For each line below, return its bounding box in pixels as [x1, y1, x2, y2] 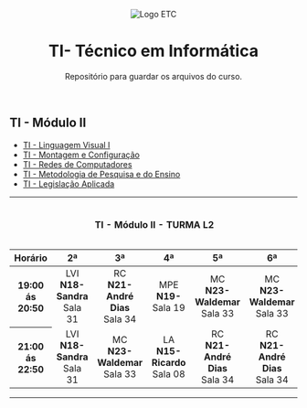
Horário [14, 252, 48, 264]
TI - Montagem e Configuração [22, 149, 140, 160]
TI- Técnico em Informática [48, 41, 259, 61]
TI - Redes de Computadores [22, 158, 132, 169]
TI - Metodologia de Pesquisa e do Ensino [22, 168, 181, 179]
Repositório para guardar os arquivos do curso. [64, 70, 243, 81]
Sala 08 [152, 368, 185, 381]
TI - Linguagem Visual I [22, 139, 111, 150]
